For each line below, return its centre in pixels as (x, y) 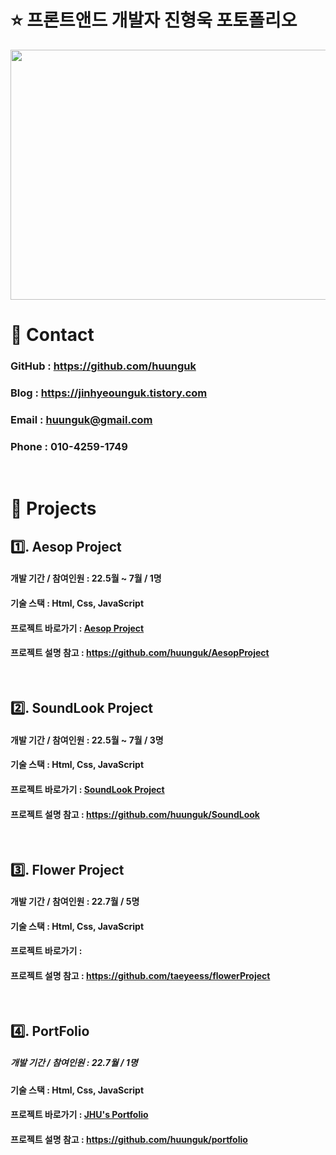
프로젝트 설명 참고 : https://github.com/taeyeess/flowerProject (140, 975)
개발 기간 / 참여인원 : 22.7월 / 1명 (74, 1063)
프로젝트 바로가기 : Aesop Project (77, 628)
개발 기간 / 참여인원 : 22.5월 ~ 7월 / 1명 (86, 578)
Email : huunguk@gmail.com (81, 419)
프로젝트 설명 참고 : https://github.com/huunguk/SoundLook (135, 814)
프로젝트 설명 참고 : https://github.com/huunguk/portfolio (129, 1140)
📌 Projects (53, 508)
